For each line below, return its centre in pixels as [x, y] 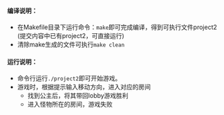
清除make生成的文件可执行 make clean [71, 44]
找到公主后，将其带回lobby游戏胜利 [78, 96]
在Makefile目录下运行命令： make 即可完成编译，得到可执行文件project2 [117, 27]
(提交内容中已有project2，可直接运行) [71, 36]
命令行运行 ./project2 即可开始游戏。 [69, 78]
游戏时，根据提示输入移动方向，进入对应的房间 [84, 87]
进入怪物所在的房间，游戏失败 [70, 105]
